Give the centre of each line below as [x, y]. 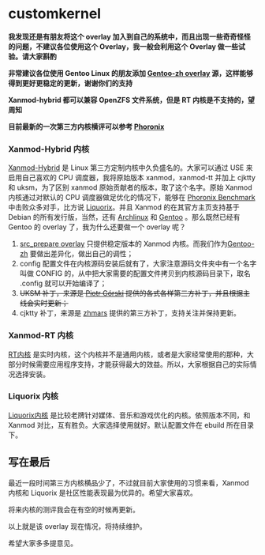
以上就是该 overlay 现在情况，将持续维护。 [78, 526]
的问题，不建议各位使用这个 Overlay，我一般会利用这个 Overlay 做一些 [123, 46]
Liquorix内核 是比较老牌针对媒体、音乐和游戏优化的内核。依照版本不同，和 [129, 415]
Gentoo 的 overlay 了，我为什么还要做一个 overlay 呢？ [97, 227]
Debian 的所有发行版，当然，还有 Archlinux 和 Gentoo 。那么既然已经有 [124, 217]
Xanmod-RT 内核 [41, 335]
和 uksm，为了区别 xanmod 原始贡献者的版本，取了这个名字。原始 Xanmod [130, 187]
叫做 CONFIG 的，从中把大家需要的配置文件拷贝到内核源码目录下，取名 [135, 274]
